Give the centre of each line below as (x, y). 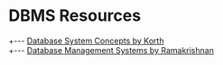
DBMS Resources (75, 16)
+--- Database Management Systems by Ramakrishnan (111, 50)
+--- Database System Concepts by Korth (86, 41)
